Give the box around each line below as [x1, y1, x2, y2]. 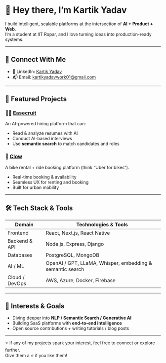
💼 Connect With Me [5, 55, 66, 64]
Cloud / [7, 274, 25, 281]
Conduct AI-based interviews [12, 136, 73, 142]
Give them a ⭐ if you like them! [5, 353, 68, 359]
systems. [5, 36, 24, 42]
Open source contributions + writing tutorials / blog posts [12, 326, 129, 331]
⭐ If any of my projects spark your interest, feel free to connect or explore [5, 340, 156, 346]
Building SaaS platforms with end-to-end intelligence [12, 320, 122, 326]
